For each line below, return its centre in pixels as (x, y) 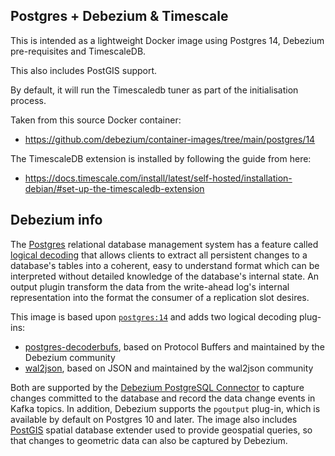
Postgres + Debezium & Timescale (119, 16)
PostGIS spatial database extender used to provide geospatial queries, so (161, 430)
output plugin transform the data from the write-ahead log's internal (150, 286)
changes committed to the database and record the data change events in (163, 398)
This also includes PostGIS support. (84, 70)
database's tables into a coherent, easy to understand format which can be (165, 265)
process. (28, 100)
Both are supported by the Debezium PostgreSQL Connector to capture (157, 387)
